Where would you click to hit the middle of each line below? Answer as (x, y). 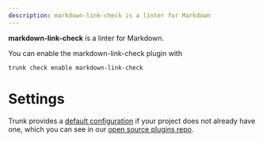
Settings (36, 99)
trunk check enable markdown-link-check (76, 68)
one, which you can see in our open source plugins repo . (101, 129)
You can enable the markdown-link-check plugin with (95, 53)
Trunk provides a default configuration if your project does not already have (132, 121)
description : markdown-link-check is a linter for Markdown (110, 15)
